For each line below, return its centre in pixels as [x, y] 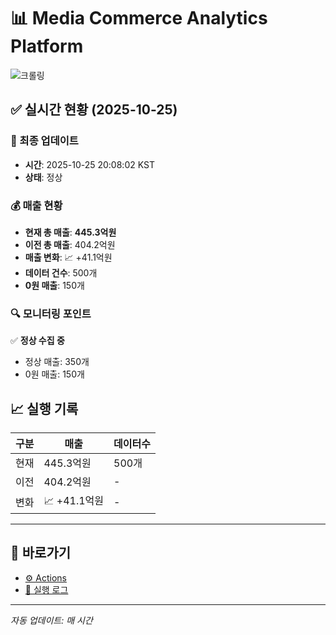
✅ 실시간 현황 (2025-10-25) [94, 110]
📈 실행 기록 [44, 408]
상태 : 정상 [43, 177]
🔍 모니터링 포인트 [51, 313]
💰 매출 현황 [36, 205]
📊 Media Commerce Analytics [139, 18]
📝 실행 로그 [46, 589]
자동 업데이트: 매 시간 [51, 620]
